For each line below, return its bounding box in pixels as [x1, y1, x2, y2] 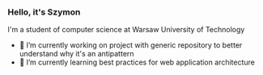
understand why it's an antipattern [19, 49, 134, 59]
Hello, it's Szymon [7, 6, 81, 18]
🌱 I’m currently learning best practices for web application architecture [19, 57, 256, 67]
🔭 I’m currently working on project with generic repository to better [19, 40, 243, 50]
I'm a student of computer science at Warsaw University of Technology [7, 25, 245, 35]
